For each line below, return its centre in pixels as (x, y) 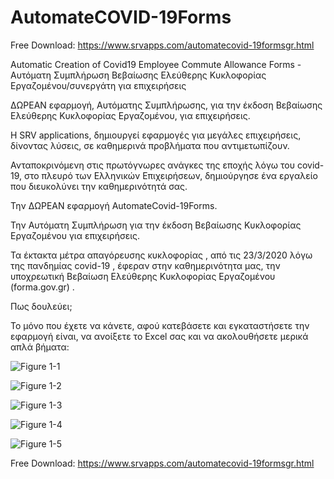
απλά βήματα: (40, 347)
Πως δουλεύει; (41, 306)
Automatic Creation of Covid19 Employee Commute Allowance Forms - (156, 64)
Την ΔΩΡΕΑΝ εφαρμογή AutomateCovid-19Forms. (114, 205)
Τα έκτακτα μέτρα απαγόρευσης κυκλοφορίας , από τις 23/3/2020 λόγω (161, 255)
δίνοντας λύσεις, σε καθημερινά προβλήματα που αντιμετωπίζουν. (150, 145)
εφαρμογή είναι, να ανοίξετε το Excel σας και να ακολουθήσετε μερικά (159, 336)
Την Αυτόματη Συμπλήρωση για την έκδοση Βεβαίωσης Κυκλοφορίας (156, 225)
